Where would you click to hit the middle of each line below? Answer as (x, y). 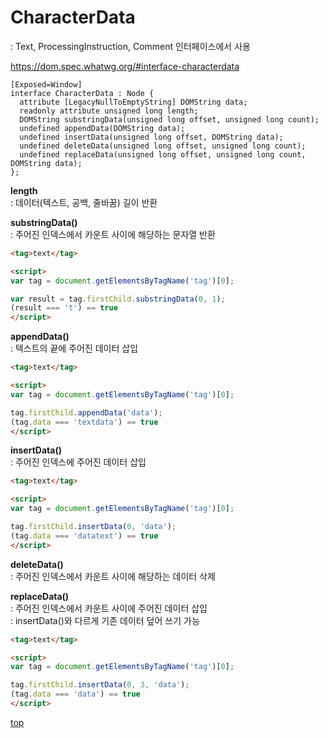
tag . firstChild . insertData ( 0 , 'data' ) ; (93, 527)
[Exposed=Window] (46, 84)
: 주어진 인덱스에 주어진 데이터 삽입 (78, 462)
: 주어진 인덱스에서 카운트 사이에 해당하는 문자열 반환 (113, 234)
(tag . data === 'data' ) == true (75, 694)
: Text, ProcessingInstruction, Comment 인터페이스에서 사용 (130, 46)
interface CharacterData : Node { (82, 93)
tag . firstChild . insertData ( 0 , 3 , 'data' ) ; (100, 685)
